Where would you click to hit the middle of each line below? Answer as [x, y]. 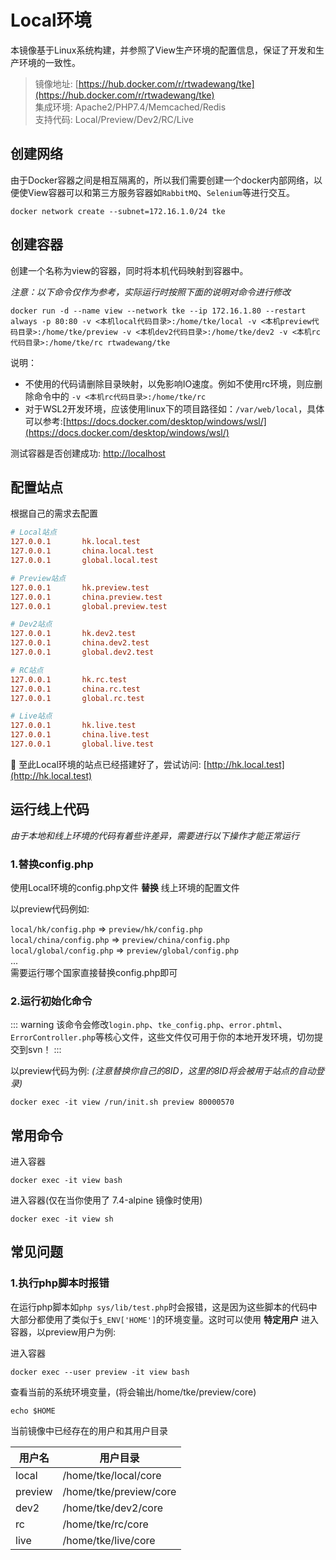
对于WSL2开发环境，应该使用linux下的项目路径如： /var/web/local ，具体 [174, 408]
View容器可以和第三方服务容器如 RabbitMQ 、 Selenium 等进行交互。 [161, 192]
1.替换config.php [52, 864]
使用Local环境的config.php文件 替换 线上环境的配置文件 [125, 887]
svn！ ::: [44, 1050]
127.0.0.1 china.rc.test [75, 689]
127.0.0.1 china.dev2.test [80, 643]
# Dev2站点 [31, 624]
